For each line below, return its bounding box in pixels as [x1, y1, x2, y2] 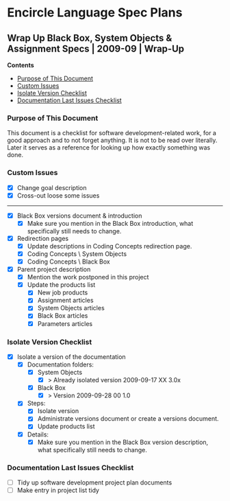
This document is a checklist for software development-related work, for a [7, 129, 217, 137]
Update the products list [27, 281, 96, 289]
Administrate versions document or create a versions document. [37, 415, 219, 423]
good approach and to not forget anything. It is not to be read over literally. [7, 136, 218, 145]
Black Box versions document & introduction [16, 211, 142, 220]
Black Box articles [37, 312, 88, 320]
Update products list [37, 422, 95, 430]
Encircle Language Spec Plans [7, 5, 183, 21]
